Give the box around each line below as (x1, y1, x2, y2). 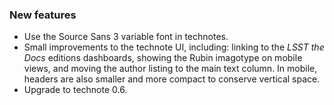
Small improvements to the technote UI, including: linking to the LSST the (23, 41, 325, 53)
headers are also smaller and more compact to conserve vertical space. (23, 73, 321, 85)
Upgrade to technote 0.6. (23, 84, 128, 96)
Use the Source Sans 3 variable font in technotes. (23, 31, 229, 43)
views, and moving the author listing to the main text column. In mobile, (23, 63, 318, 75)
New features (9, 8, 77, 22)
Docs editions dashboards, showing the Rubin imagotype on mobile (23, 52, 303, 64)
